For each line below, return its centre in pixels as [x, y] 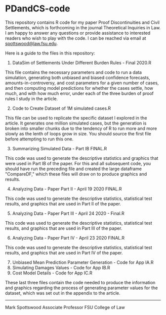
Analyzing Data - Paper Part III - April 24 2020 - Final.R [68, 213]
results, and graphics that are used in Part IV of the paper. [64, 252]
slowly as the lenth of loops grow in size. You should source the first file [78, 133]
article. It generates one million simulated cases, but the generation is [76, 123]
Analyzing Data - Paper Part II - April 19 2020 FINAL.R [67, 189]
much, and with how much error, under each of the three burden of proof [80, 93]
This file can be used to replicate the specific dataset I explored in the [76, 118]
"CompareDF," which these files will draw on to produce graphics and [76, 174]
